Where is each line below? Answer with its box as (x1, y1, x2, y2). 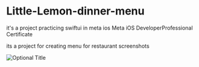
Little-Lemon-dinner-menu (6, 4, 145, 18)
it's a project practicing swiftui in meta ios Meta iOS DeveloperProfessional (6, 24, 193, 31)
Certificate (6, 30, 33, 37)
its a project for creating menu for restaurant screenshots (6, 42, 150, 49)
